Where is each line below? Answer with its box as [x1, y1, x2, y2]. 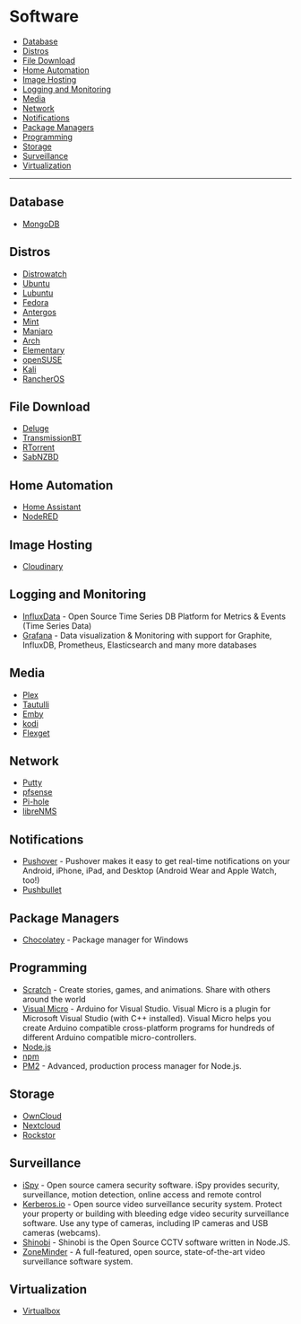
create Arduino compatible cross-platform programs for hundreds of [21, 1022, 275, 1033]
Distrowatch [21, 268, 67, 279]
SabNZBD [21, 452, 59, 463]
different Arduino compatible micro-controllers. [21, 1031, 197, 1043]
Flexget [21, 728, 50, 738]
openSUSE [21, 354, 63, 365]
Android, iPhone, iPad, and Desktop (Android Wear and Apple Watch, [21, 865, 278, 877]
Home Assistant [21, 501, 82, 513]
